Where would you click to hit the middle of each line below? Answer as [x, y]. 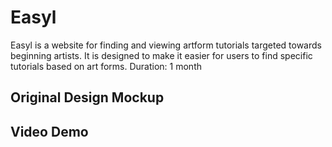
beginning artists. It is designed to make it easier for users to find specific [161, 55]
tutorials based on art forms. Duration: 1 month [106, 66]
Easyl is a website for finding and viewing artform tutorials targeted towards [166, 45]
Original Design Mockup [87, 97]
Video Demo [49, 131]
